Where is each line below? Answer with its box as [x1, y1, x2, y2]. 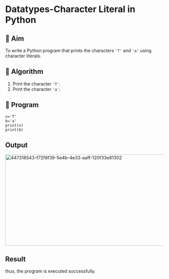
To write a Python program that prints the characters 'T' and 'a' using [5, 48, 152, 53]
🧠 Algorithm [5, 67, 44, 76]
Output [5, 141, 28, 149]
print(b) [5, 127, 24, 132]
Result [5, 255, 26, 263]
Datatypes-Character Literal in [5, 4, 136, 15]
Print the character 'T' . [12, 80, 61, 86]
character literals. [5, 53, 42, 59]
